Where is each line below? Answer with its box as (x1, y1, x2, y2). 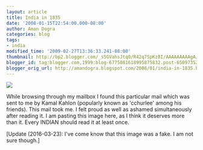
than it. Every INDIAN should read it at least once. (6, 119, 130, 126)
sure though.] (6, 137, 40, 144)
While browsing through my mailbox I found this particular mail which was (6, 93, 190, 100)
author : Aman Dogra (6, 25, 56, 32)
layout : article (6, 8, 47, 15)
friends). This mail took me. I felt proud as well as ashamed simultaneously (6, 106, 192, 113)
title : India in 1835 (6, 15, 61, 21)
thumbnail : (6, 54, 34, 60)
